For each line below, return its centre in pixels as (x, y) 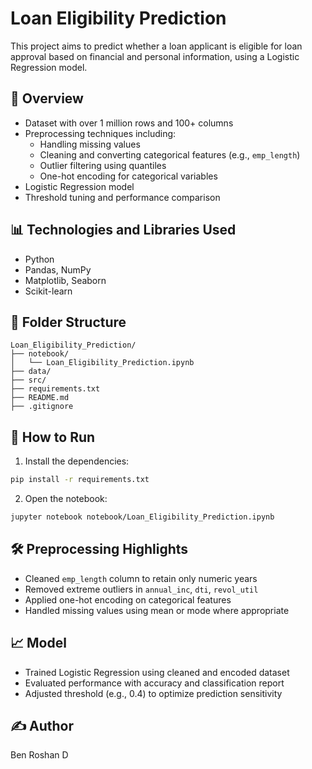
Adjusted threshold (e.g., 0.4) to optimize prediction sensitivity (153, 693)
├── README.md (40, 398)
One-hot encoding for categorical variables (128, 176)
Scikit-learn (48, 291)
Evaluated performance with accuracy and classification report (154, 683)
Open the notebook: (66, 499)
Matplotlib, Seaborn (65, 280)
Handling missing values (90, 144)
